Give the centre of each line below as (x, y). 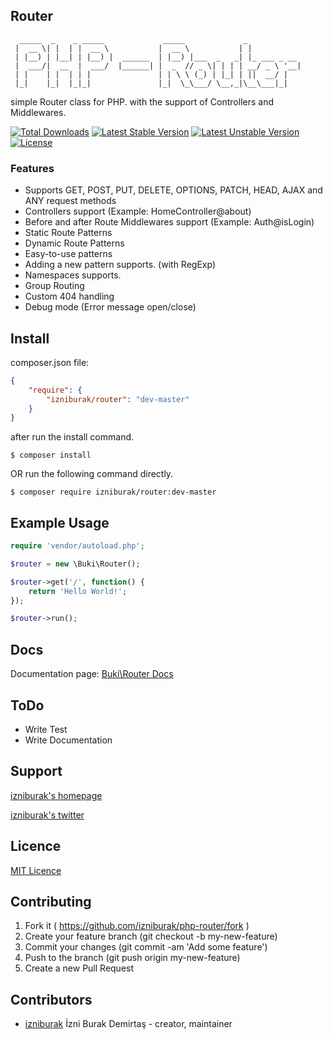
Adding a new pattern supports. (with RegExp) (120, 265)
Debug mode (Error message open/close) (110, 307)
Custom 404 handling (69, 296)
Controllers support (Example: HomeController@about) (138, 211)
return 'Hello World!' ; (78, 591)
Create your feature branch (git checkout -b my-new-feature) (151, 936)
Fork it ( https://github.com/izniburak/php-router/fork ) (137, 926)
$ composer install (51, 455)
